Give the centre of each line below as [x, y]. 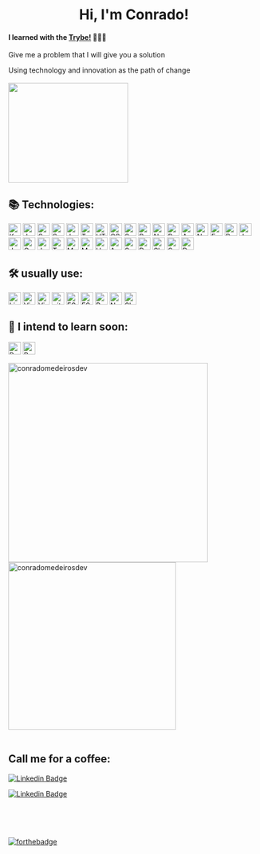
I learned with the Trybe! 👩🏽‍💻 [57, 37]
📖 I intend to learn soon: [68, 327]
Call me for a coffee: [59, 759]
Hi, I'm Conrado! [134, 15]
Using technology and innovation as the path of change [99, 70]
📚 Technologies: [51, 205]
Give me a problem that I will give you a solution [87, 55]
